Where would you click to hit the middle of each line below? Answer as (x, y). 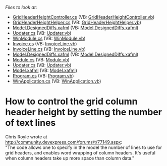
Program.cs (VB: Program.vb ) (43, 76)
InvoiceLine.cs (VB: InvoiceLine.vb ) (49, 49)
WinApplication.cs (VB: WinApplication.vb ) (57, 81)
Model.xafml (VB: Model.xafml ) (45, 70)
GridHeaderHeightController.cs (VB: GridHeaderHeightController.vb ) (83, 17)
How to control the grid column (71, 101)
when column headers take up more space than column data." (70, 158)
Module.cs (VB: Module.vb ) (41, 60)
